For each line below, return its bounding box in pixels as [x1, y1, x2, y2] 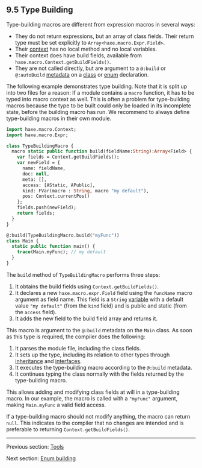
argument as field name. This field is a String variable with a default [14, 296, 184, 303]
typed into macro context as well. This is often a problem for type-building [6, 95, 191, 103]
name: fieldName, [22, 165, 66, 171]
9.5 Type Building [6, 5, 73, 15]
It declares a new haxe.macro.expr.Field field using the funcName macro [14, 289, 192, 296]
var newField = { [17, 160, 61, 166]
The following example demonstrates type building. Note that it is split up [6, 83, 188, 90]
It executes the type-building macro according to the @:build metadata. [14, 364, 192, 371]
